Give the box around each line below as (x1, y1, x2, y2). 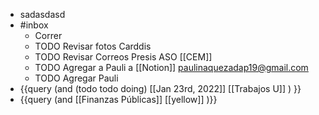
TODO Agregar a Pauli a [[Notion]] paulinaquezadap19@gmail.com (34, 62, 309, 73)
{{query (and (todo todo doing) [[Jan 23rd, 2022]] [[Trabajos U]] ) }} (19, 83, 302, 94)
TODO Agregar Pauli (34, 72, 119, 84)
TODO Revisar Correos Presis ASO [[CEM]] (34, 51, 213, 63)
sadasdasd (19, 9, 66, 20)
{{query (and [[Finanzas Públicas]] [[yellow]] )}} (19, 94, 218, 105)
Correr (34, 30, 63, 41)
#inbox (19, 19, 49, 31)
